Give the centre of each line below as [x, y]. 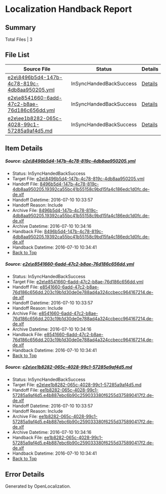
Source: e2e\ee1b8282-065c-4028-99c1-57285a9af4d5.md [69, 367]
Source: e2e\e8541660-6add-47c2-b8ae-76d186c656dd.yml [70, 264]
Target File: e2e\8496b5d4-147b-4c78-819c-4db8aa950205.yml [78, 179]
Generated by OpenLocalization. [38, 486]
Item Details [24, 148]
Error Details [25, 474]
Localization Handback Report [69, 9]
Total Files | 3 [19, 39]
